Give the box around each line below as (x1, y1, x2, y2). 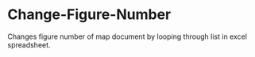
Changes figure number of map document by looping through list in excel (7, 32, 248, 41)
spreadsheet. (7, 40, 51, 49)
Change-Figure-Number (7, 6, 172, 24)
